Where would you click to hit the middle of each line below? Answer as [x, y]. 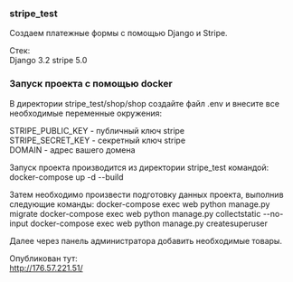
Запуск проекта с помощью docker [91, 84]
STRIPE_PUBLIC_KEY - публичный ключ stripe [97, 130]
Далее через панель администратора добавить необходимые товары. [146, 240]
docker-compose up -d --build [66, 177]
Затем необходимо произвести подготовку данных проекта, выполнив [146, 194]
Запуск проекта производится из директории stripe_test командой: [139, 167]
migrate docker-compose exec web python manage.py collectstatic [135, 213]
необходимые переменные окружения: [86, 113]
